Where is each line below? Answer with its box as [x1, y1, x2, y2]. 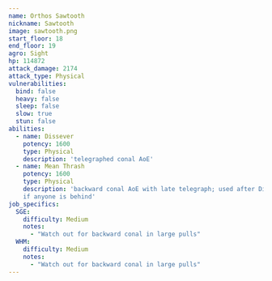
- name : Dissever [15, 132, 74, 140]
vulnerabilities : [8, 79, 67, 87]
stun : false [15, 117, 57, 126]
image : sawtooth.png [8, 27, 79, 35]
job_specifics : [8, 200, 60, 208]
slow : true [15, 110, 53, 118]
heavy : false [15, 95, 60, 103]
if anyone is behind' [23, 192, 96, 201]
